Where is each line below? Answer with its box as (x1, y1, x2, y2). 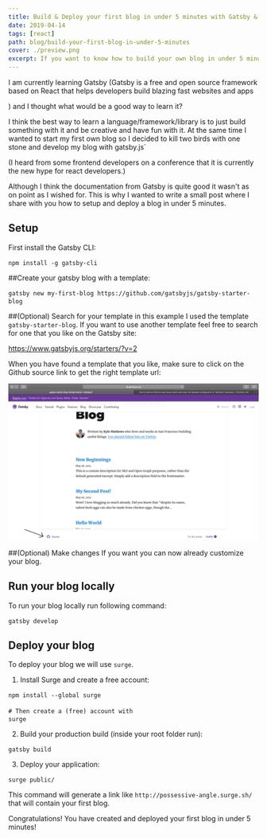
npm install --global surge (8, 692, 102, 700)
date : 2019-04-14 (8, 21, 66, 29)
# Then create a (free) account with (8, 707, 133, 715)
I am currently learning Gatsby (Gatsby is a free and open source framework (8, 78, 258, 87)
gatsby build (8, 746, 52, 754)
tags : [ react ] (8, 29, 56, 37)
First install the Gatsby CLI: (8, 243, 97, 252)
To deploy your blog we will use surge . (8, 660, 133, 669)
